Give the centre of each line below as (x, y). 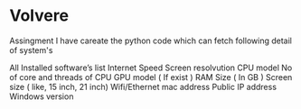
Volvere (39, 16)
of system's (31, 50)
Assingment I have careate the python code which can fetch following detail (150, 41)
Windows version (42, 96)
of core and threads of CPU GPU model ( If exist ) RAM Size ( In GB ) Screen (151, 77)
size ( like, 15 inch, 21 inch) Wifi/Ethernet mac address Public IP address (143, 86)
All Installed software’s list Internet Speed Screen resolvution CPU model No (151, 68)
